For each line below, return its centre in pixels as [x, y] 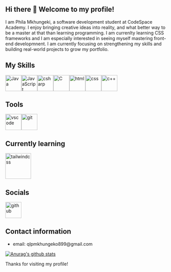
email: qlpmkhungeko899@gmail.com [53, 244]
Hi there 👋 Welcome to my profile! [60, 10]
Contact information [38, 232]
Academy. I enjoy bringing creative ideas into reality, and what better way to [85, 27]
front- [160, 38]
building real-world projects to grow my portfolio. [57, 49]
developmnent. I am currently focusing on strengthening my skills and [88, 44]
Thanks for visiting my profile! [37, 264]
